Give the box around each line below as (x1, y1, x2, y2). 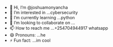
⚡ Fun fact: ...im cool (9, 37, 51, 43)
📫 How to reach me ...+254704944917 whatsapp (9, 25, 109, 31)
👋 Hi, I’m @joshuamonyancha (9, 5, 68, 10)
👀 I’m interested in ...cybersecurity (9, 10, 78, 15)
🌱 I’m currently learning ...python (9, 15, 75, 20)
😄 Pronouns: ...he (9, 32, 46, 38)
